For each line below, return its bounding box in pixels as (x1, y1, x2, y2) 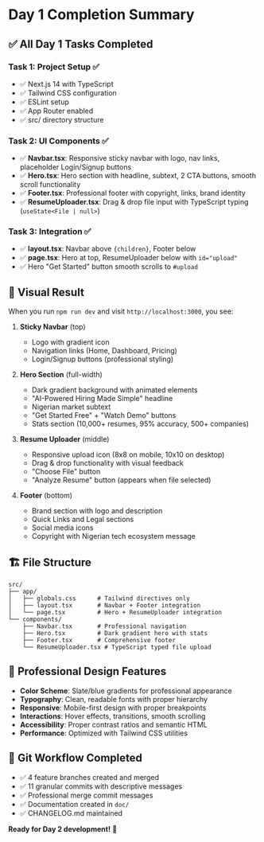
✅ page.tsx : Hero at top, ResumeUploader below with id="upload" (19, 253, 239, 263)
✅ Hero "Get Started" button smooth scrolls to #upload (19, 262, 199, 271)
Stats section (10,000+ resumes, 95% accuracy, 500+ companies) (31, 419, 249, 429)
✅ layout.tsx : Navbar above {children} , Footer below (19, 244, 196, 254)
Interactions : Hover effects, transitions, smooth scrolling (19, 711, 206, 721)
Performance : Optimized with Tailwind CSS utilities (19, 728, 188, 738)
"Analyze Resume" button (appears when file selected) (31, 475, 212, 485)
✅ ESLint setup (19, 97, 70, 107)
